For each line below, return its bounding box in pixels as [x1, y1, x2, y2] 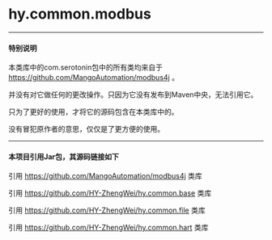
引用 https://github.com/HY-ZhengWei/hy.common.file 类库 [8, 205, 206, 215]
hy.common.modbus [8, 5, 151, 23]
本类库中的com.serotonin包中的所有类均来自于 [8, 62, 164, 73]
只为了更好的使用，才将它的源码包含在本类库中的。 [8, 107, 179, 117]
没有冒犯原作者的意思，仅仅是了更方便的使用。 [8, 124, 164, 134]
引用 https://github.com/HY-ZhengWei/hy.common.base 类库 [8, 188, 212, 198]
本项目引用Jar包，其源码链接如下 [8, 151, 120, 162]
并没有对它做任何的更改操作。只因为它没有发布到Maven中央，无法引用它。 [8, 90, 258, 99]
